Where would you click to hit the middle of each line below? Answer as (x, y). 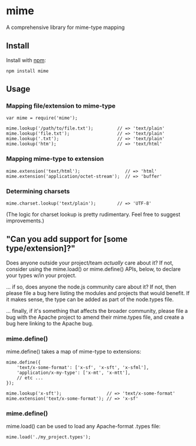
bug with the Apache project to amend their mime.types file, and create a (95, 317)
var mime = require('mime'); (42, 118)
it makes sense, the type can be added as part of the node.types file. (90, 299)
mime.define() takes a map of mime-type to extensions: (74, 352)
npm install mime (27, 71)
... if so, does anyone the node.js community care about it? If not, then (91, 287)
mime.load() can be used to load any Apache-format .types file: (84, 426)
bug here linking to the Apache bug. (50, 323)
